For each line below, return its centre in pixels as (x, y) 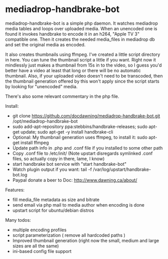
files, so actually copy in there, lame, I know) (58, 158)
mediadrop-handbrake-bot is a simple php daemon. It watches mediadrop (81, 23)
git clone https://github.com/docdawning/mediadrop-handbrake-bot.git (86, 116)
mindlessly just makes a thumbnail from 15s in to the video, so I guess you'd (83, 65)
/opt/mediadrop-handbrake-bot (45, 121)
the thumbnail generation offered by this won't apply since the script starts (82, 81)
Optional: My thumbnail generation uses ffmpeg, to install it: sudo (80, 137)
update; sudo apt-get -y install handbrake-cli (67, 132)
